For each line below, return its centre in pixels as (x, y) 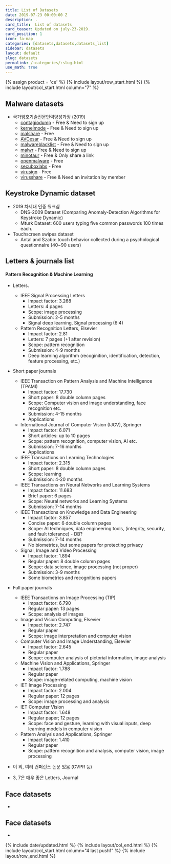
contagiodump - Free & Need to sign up (62, 122)
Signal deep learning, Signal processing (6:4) (76, 323)
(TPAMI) (29, 387)
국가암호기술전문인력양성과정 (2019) (49, 117)
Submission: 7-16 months (55, 447)
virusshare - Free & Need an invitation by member (73, 177)
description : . (22, 20)
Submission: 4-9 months (54, 350)
